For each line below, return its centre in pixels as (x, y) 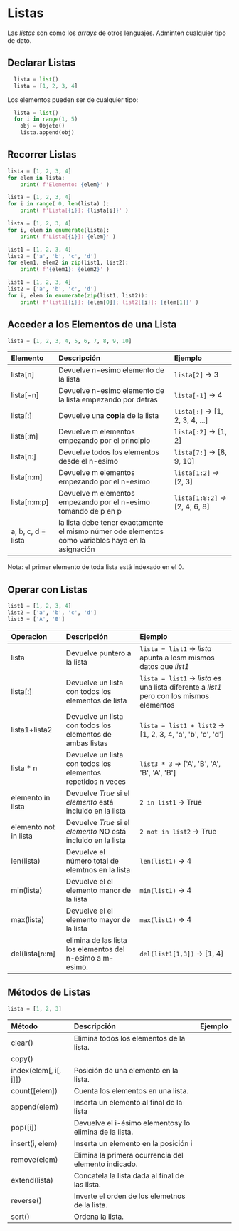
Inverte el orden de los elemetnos (129, 1196)
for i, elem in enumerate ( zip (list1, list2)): (78, 295)
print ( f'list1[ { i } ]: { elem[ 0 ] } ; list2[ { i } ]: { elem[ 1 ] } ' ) (110, 302)
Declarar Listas (42, 63)
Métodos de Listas (49, 992)
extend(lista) (32, 1180)
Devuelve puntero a (99, 653)
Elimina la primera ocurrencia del (128, 1155)
